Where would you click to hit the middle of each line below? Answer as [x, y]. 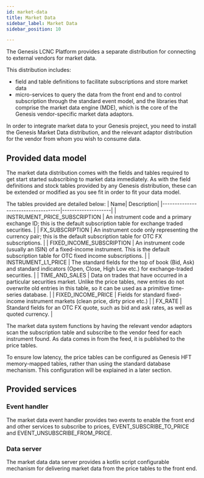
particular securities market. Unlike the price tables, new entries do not [95, 282]
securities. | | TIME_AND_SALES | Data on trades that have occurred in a [97, 276]
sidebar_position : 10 [34, 29]
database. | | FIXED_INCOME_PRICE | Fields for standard [94, 295]
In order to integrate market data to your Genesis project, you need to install [101, 126]
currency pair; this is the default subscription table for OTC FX [84, 237]
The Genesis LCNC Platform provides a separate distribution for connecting [101, 52]
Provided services [42, 389]
